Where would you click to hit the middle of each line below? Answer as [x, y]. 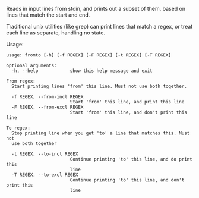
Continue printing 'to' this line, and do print [131, 159]
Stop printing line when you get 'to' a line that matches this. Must [101, 133]
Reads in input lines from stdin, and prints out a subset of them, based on [96, 9]
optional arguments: [32, 65]
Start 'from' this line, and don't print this [128, 112]
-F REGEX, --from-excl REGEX [48, 107]
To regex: [18, 128]
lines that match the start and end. [48, 15]
